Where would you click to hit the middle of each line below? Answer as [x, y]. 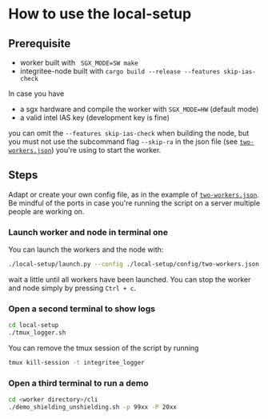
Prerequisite [40, 44]
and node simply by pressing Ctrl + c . [72, 288]
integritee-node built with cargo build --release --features [120, 71]
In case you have [36, 94]
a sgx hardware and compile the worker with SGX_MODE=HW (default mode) [139, 109]
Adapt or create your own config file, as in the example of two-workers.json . [134, 194]
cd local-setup [34, 325]
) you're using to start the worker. [106, 150]
